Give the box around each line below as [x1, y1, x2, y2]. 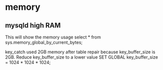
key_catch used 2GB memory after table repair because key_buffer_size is [5, 49, 156, 55]
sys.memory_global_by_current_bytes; [5, 39, 83, 45]
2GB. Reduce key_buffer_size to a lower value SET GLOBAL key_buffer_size [5, 54, 158, 60]
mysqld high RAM [5, 21, 61, 30]
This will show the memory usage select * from [5, 34, 101, 40]
